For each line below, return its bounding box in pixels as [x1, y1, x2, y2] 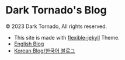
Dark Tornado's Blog [5, 3, 107, 17]
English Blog [13, 40, 44, 47]
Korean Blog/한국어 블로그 [13, 47, 75, 54]
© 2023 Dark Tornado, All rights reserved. [5, 23, 107, 30]
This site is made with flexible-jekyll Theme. [13, 34, 120, 41]
